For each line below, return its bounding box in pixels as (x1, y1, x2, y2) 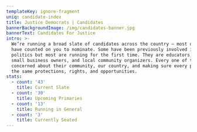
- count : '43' (11, 79, 46, 85)
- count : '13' (11, 100, 46, 107)
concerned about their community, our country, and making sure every (11, 62, 188, 69)
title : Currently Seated (16, 117, 77, 123)
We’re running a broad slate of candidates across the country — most (11, 41, 188, 47)
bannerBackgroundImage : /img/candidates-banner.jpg (6, 25, 135, 31)
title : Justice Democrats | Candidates (6, 19, 104, 25)
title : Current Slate (16, 85, 69, 91)
